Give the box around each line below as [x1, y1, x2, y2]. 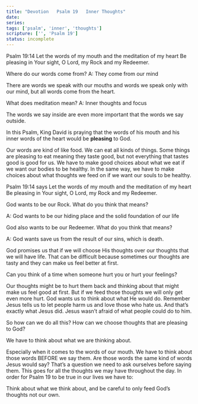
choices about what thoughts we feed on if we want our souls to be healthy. [6, 172, 191, 178]
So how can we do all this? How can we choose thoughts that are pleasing [6, 319, 188, 326]
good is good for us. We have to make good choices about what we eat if [6, 159, 185, 166]
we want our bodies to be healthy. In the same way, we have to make [6, 165, 175, 172]
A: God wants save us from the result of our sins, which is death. [6, 235, 164, 242]
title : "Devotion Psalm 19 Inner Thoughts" [6, 8, 126, 15]
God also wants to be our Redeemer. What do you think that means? [6, 224, 173, 231]
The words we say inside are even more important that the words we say [6, 111, 184, 118]
